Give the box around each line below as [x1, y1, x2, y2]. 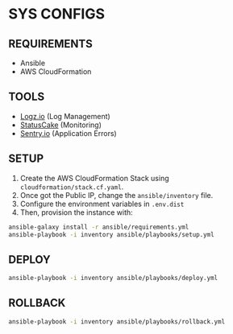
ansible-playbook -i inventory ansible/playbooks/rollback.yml [8, 317, 226, 326]
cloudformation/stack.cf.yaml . [19, 182, 124, 192]
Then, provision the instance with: [19, 207, 133, 217]
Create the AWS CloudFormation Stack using [19, 173, 169, 183]
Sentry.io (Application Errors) [19, 128, 117, 138]
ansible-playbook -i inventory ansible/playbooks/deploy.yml [8, 274, 218, 282]
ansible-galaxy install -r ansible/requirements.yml [8, 223, 189, 231]
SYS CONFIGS [8, 5, 106, 23]
